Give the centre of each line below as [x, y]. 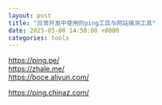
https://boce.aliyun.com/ [49, 77]
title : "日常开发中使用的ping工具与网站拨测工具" [82, 23]
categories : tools [39, 38]
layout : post [30, 16]
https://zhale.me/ [37, 69]
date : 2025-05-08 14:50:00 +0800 [64, 30]
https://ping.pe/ [34, 60]
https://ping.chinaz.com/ [49, 93]
